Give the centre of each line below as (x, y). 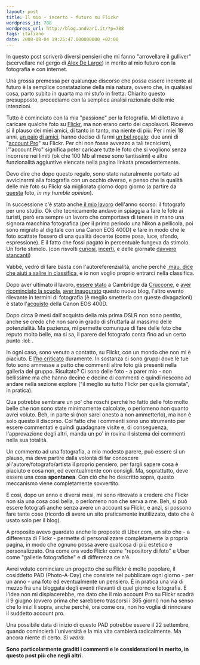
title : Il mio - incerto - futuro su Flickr (62, 17)
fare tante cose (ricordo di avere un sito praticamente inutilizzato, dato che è (100, 514)
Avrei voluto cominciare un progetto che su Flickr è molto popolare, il (91, 569)
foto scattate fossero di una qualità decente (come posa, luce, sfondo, (93, 236)
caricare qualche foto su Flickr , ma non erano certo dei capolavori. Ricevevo (100, 124)
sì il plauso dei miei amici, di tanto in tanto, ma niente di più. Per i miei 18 (95, 130)
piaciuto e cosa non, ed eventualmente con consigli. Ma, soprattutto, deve (97, 471)
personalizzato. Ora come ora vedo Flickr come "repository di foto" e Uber (98, 551)
